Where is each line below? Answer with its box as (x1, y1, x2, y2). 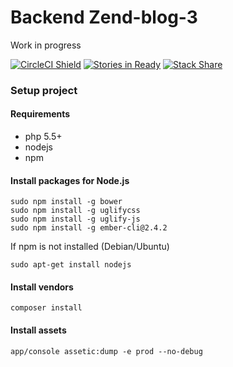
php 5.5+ (24, 131, 63, 143)
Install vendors (10, 281, 74, 293)
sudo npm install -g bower (10, 197, 123, 207)
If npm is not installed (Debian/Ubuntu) (10, 241, 170, 253)
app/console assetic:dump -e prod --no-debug (10, 346, 203, 356)
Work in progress (10, 39, 82, 51)
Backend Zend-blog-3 (10, 6, 198, 29)
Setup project (10, 83, 78, 97)
